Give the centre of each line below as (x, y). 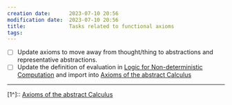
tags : (15, 33)
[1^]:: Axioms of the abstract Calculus (60, 95)
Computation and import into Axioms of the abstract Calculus (104, 75)
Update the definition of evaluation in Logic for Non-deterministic (110, 67)
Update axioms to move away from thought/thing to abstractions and (115, 52)
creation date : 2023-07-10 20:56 (63, 13)
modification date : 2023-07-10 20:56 (63, 20)
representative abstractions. (57, 60)
